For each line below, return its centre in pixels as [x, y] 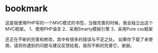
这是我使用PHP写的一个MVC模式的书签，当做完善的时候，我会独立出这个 [79, 23]
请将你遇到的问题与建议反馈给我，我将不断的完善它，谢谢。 [74, 45]
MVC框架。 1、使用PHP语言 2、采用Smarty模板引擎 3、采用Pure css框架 [79, 29]
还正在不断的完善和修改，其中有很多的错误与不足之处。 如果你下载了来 [77, 39]
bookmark [27, 9]
